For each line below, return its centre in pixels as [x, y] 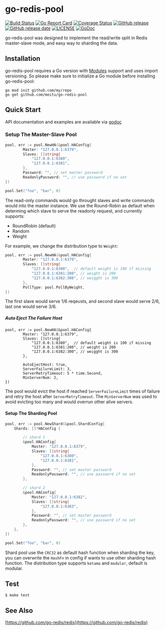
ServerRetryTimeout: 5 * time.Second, [63, 373]
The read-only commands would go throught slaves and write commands [80, 200]
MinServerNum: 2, [41, 378]
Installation [23, 59]
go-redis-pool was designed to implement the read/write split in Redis [76, 38]
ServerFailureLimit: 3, [47, 369]
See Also [19, 610]
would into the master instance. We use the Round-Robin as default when [80, 206]
